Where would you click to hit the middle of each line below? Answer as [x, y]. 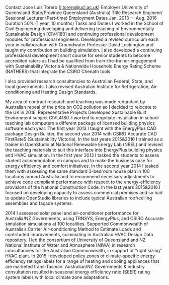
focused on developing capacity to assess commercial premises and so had [84, 193]
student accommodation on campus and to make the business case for [79, 160]
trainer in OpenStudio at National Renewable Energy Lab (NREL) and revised [84, 145]
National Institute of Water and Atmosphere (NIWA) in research [70, 245]
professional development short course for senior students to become [78, 55]
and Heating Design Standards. [64, 92]
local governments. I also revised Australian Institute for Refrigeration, [77, 87]
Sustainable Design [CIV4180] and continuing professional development [80, 34]
